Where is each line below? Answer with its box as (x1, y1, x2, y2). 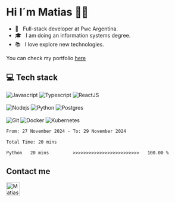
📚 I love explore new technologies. (14, 41, 104, 48)
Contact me (6, 166, 51, 176)
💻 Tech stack (6, 73, 58, 83)
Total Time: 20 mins (6, 139, 58, 145)
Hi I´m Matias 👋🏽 (6, 5, 89, 19)
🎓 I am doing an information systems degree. (14, 32, 131, 39)
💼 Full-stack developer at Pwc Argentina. (14, 25, 118, 32)
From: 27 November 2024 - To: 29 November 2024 (6, 128, 127, 134)
